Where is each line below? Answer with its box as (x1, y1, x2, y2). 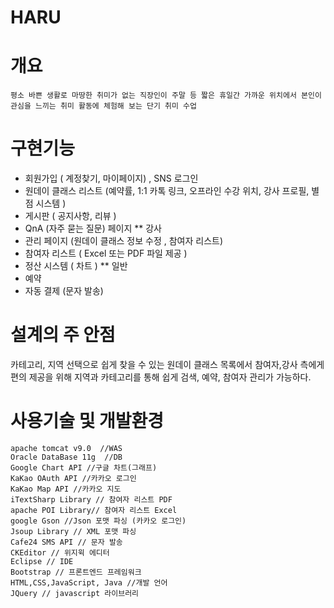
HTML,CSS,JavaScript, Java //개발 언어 (10, 577, 168, 588)
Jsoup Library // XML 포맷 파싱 (10, 526, 137, 536)
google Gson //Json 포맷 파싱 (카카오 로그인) (10, 516, 187, 526)
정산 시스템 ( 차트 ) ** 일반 (24, 260, 128, 272)
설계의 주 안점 (10, 324, 116, 346)
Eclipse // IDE (10, 556, 74, 566)
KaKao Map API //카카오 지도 (10, 484, 122, 494)
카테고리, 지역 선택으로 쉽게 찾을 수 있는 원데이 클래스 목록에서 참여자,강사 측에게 (10, 359, 325, 370)
